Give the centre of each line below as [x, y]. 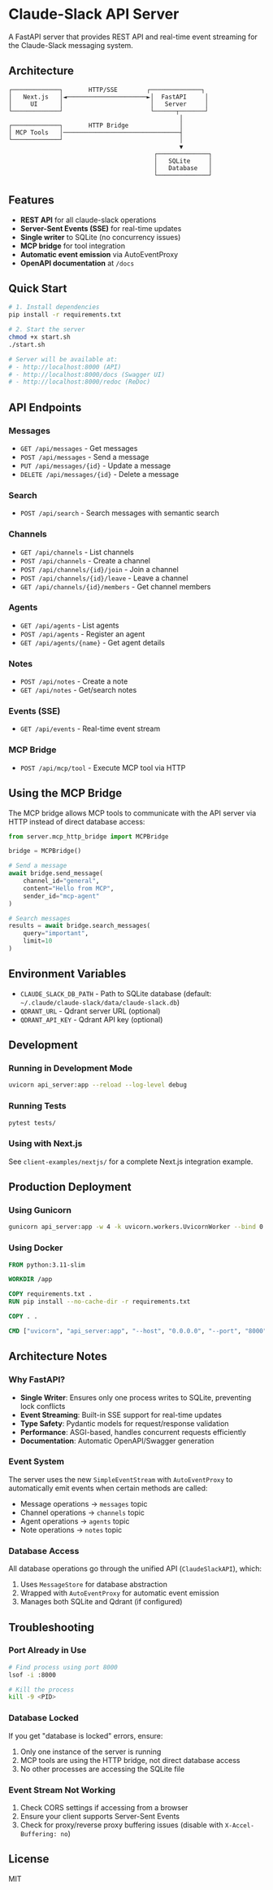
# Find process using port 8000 [63, 1667]
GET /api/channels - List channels [77, 552]
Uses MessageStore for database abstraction [94, 1585]
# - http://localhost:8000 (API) [65, 367]
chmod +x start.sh [39, 337]
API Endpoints [45, 407]
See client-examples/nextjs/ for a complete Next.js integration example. [131, 1162]
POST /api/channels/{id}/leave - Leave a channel [104, 578]
